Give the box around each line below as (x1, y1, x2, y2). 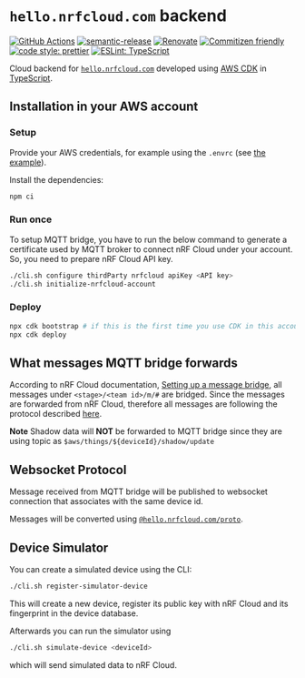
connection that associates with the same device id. (9, 496, 204, 507)
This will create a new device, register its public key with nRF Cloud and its (9, 598, 289, 609)
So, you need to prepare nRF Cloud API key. (9, 253, 174, 264)
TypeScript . (9, 72, 53, 83)
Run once (9, 213, 53, 226)
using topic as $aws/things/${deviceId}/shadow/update (9, 436, 215, 447)
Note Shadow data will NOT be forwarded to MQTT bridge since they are (9, 426, 283, 437)
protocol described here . (9, 409, 103, 420)
